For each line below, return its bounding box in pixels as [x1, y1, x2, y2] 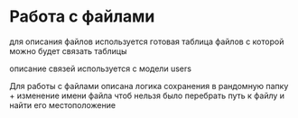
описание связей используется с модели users [9, 63, 192, 74]
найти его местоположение [9, 99, 116, 110]
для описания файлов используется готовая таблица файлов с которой [9, 36, 284, 47]
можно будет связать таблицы [9, 45, 127, 56]
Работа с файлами [9, 6, 155, 27]
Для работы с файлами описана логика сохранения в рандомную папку [9, 80, 289, 91]
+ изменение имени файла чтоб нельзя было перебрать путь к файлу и [9, 90, 285, 101]
